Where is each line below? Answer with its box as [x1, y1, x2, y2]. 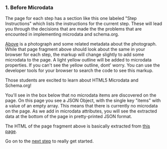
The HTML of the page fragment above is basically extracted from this [5, 123, 150, 129]
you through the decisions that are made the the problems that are [5, 26, 142, 32]
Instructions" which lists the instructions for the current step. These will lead [5, 20, 162, 26]
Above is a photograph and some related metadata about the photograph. [5, 41, 157, 47]
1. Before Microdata [5, 4, 53, 11]
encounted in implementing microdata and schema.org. [5, 31, 119, 37]
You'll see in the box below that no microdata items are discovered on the [5, 92, 156, 98]
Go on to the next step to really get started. [5, 138, 94, 144]
